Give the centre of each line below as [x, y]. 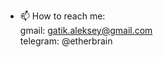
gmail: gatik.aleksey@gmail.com [86, 30]
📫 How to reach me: [62, 16]
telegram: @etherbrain [66, 41]
